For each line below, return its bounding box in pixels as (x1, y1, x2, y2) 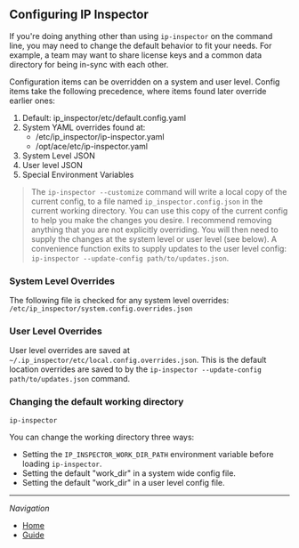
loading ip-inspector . (21, 458, 102, 469)
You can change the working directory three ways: (9, 431, 195, 442)
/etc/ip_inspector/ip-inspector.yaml (35, 131, 165, 141)
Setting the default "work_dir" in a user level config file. (21, 477, 225, 488)
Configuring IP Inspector (9, 7, 149, 22)
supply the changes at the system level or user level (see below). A (30, 233, 278, 244)
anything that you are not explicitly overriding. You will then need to (30, 224, 279, 235)
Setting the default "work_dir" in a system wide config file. (21, 467, 236, 479)
